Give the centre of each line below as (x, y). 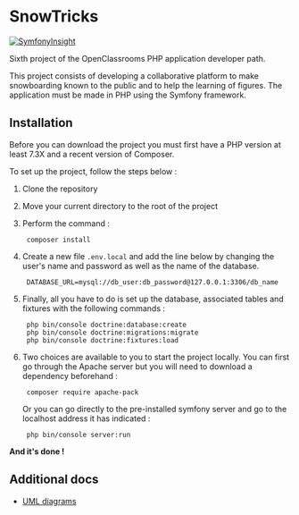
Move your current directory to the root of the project (120, 206)
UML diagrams (49, 501)
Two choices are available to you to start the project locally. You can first (156, 357)
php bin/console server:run (79, 435)
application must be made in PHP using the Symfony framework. (128, 95)
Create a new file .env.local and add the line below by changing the (148, 256)
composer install (58, 240)
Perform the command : (66, 223)
